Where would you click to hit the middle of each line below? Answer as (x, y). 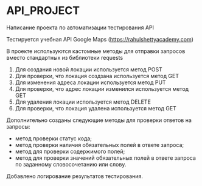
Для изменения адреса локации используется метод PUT (90, 82)
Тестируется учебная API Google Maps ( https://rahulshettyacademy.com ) (100, 39)
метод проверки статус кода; (54, 138)
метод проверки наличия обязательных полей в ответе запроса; (99, 145)
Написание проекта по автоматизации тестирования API (80, 27)
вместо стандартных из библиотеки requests (65, 57)
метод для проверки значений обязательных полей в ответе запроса (106, 158)
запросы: (18, 126)
